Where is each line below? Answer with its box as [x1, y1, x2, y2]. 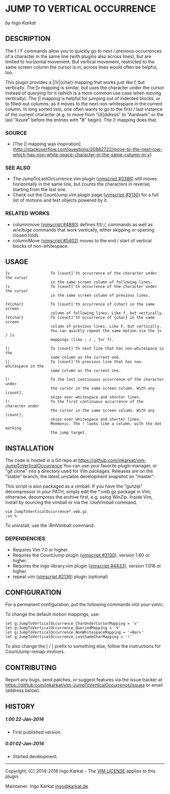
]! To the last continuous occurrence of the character [5, 377, 164, 382]
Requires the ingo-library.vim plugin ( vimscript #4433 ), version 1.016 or [12, 562, 161, 569]
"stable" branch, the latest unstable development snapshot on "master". [5, 473, 155, 479]
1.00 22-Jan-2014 [5, 716, 44, 722]
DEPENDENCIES [5, 535, 46, 542]
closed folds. [12, 232, 40, 238]
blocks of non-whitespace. [12, 243, 69, 249]
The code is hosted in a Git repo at [5, 457, 77, 463]
